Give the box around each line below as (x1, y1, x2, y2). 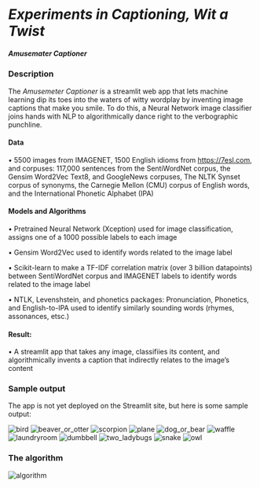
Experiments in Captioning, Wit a (8, 6, 229, 24)
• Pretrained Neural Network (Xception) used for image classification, (8, 224, 233, 233)
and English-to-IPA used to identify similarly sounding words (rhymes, (8, 303, 235, 312)
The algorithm (8, 453, 64, 464)
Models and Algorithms (8, 207, 86, 216)
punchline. (8, 119, 42, 129)
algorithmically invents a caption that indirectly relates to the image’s (8, 355, 230, 365)
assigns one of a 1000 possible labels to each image (8, 232, 178, 241)
